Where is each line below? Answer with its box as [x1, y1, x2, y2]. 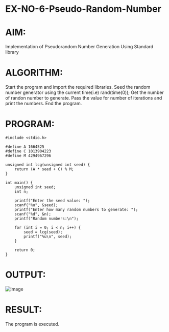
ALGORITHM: [5, 67, 63, 79]
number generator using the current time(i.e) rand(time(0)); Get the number [5, 89, 164, 95]
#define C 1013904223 [5, 149, 52, 154]
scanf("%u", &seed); [14, 203, 58, 208]
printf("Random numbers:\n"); [14, 216, 79, 221]
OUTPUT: [5, 269, 46, 281]
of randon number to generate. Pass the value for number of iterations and [5, 95, 162, 101]
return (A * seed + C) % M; [14, 167, 74, 172]
